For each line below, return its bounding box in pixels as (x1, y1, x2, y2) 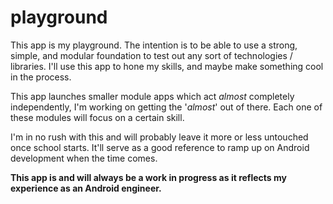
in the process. (10, 71, 72, 83)
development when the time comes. (10, 152, 158, 164)
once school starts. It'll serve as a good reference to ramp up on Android (10, 141, 310, 153)
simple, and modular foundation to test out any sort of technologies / (10, 49, 293, 61)
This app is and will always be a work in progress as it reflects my (10, 171, 287, 183)
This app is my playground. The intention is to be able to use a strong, (10, 39, 298, 51)
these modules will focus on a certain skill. (10, 111, 185, 123)
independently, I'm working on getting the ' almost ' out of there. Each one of (10, 101, 323, 113)
